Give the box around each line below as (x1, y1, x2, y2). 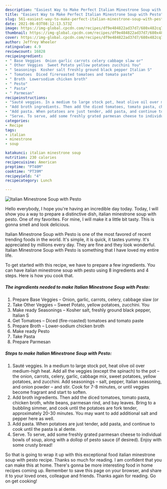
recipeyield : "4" (5, 174, 41, 179)
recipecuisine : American (5, 160, 57, 165)
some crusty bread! (12, 442, 53, 448)
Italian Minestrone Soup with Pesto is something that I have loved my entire (5, 247, 159, 253)
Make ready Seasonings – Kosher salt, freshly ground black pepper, (12, 307, 152, 313)
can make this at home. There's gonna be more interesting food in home (5, 462, 153, 468)
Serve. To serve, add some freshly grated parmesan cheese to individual (12, 431, 162, 438)
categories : (5, 118, 30, 123)
